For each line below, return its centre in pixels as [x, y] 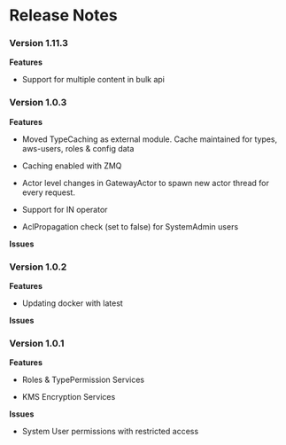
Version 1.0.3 [38, 103]
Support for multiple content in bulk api [93, 80]
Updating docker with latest [73, 303]
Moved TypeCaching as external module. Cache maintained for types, [150, 139]
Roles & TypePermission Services [83, 380]
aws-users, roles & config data [78, 148]
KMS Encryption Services [69, 397]
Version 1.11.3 [39, 43]
